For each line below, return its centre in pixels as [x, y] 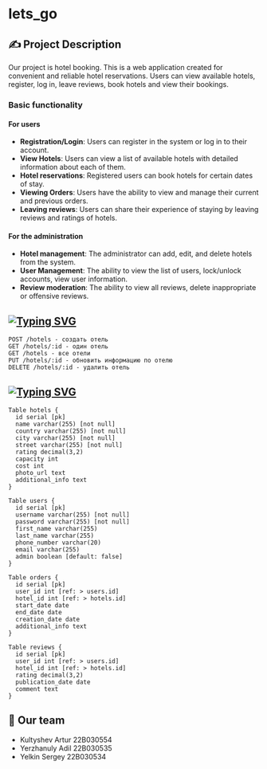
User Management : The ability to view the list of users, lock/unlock [130, 271]
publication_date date [53, 682]
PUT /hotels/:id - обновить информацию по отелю [90, 361]
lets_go [33, 14]
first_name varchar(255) [57, 528]
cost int [30, 466]
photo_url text [41, 473]
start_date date [42, 605]
